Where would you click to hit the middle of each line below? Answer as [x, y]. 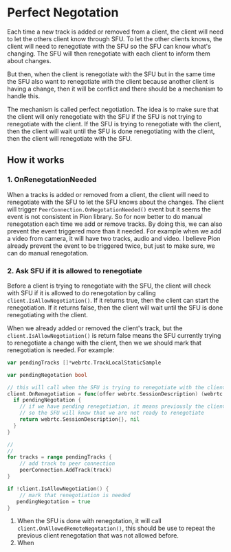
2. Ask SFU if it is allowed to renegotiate [75, 271]
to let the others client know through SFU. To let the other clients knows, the [115, 38]
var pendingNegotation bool [47, 375]
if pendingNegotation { [47, 400]
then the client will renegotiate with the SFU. [70, 138]
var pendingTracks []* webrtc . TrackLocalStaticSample [84, 363]
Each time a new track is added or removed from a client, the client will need [115, 32]
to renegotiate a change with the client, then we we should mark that [104, 343]
